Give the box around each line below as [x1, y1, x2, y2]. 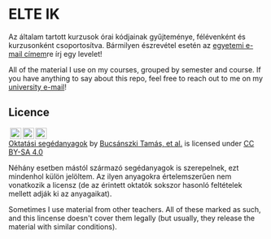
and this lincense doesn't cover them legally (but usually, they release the [8, 213, 255, 223]
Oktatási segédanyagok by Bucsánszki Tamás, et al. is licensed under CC [8, 138, 255, 148]
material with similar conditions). [8, 221, 118, 232]
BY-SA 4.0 [8, 147, 43, 157]
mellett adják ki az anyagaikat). [8, 189, 112, 198]
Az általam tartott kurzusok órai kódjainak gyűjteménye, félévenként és [8, 32, 246, 41]
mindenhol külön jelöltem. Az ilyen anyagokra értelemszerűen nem [8, 172, 232, 181]
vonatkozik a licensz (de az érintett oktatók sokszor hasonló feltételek [8, 180, 243, 189]
